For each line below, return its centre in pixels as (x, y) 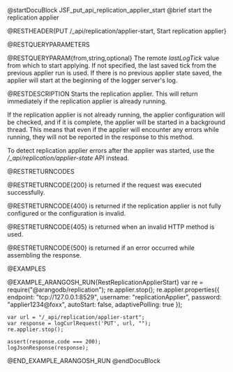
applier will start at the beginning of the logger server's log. (92, 80)
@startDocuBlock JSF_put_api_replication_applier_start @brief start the (110, 10)
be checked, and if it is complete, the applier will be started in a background (116, 122)
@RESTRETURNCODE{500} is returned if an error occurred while (101, 248)
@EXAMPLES (27, 269)
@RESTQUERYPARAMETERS (48, 44)
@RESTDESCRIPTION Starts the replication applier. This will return (103, 94)
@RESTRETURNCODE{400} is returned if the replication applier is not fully (114, 206)
